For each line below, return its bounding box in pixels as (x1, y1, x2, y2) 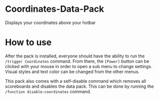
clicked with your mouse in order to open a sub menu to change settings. (5, 63, 153, 69)
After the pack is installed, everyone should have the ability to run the (5, 53, 145, 59)
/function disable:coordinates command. (5, 88, 91, 94)
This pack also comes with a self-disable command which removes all (5, 78, 146, 84)
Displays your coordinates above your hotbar (5, 20, 96, 25)
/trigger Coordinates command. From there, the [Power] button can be (5, 58, 149, 64)
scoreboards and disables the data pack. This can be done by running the (5, 83, 154, 89)
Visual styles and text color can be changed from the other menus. (5, 69, 140, 74)
